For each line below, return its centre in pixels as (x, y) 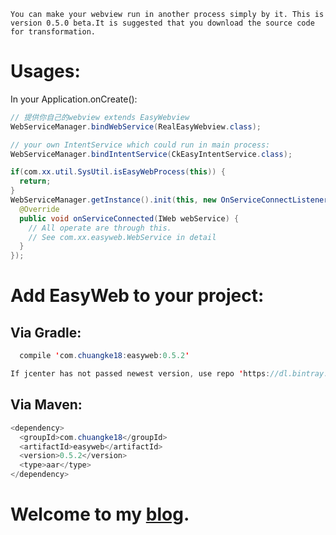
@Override (39, 209)
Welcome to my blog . (100, 514)
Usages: (45, 71)
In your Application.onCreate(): (74, 99)
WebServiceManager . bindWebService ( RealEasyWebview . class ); (136, 126)
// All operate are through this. (100, 228)
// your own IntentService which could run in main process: (140, 145)
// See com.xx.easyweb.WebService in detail (122, 237)
